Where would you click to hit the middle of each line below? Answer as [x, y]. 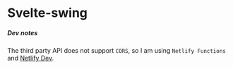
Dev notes [23, 32]
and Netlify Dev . [31, 58]
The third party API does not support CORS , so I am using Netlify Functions [116, 51]
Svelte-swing [48, 13]
